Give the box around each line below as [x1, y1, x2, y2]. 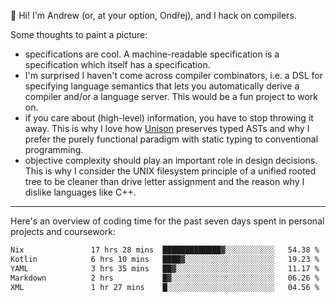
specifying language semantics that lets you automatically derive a [24, 80, 300, 92]
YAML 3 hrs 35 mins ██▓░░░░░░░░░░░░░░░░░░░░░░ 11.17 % [10, 263, 320, 274]
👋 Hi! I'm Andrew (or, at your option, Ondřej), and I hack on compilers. [10, 10, 297, 21]
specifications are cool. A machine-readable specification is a [24, 48, 280, 60]
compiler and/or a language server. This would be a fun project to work [24, 91, 318, 102]
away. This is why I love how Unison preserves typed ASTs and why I [24, 123, 310, 134]
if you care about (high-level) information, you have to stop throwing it [24, 112, 314, 124]
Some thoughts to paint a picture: [10, 29, 148, 40]
